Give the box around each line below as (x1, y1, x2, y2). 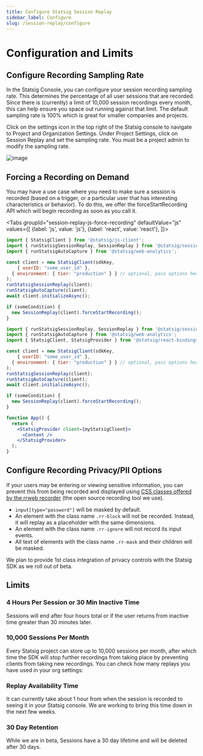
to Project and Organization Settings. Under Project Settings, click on (6, 130, 178, 137)
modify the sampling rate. (6, 143, 70, 150)
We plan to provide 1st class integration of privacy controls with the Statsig (6, 556, 192, 563)
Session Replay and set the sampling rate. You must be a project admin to (6, 137, 190, 144)
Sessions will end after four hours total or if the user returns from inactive (6, 612, 189, 619)
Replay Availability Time (6, 681, 79, 690)
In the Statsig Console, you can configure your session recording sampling (6, 86, 192, 94)
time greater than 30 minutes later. (6, 618, 92, 625)
